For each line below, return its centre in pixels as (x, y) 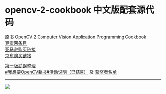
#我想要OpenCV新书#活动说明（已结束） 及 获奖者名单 (61, 72)
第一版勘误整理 (20, 66)
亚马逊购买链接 (20, 49)
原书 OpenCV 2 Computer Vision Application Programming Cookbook (76, 37)
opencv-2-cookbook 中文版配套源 (75, 10)
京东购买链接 (18, 55)
